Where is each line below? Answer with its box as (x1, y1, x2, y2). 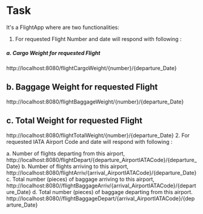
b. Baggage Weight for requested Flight (6, 82, 158, 92)
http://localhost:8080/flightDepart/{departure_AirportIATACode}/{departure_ (6, 156, 197, 163)
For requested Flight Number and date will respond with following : (15, 35, 182, 42)
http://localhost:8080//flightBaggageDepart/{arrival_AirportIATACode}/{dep (6, 195, 195, 202)
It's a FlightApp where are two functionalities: (6, 24, 120, 31)
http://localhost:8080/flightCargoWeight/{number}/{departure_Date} (6, 64, 177, 71)
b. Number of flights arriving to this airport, (21, 163, 129, 170)
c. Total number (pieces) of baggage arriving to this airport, (6, 175, 155, 183)
